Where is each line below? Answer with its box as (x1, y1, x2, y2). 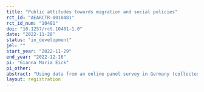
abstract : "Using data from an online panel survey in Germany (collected (6, 71, 200, 77)
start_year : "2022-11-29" (6, 48, 72, 54)
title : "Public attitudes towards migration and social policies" (6, 8, 178, 15)
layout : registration (6, 76, 61, 82)
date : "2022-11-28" (6, 31, 56, 38)
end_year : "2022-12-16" (6, 54, 67, 60)
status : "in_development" (6, 37, 72, 43)
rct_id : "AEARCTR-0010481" (6, 15, 75, 21)
